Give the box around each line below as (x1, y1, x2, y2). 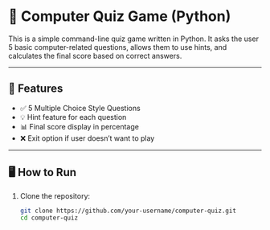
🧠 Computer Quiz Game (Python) (8, 7, 231, 26)
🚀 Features (8, 82, 63, 96)
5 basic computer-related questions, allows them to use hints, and (8, 42, 227, 51)
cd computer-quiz (19, 214, 79, 222)
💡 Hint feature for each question (19, 112, 127, 121)
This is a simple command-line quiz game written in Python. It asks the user (8, 34, 260, 43)
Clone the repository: (19, 191, 91, 200)
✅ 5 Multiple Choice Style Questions (19, 103, 141, 113)
